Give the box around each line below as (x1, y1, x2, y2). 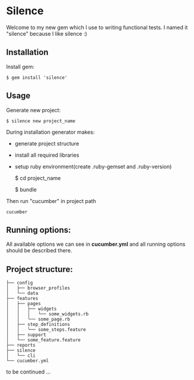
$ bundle (14, 186, 37, 193)
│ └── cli (6, 353, 36, 359)
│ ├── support (6, 332, 46, 338)
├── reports (6, 343, 36, 349)
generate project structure (14, 140, 79, 147)
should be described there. (6, 247, 72, 254)
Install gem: (6, 63, 34, 70)
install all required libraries (14, 151, 79, 159)
